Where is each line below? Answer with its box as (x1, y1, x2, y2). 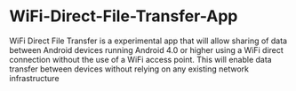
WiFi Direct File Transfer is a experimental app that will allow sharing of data (9, 35, 287, 46)
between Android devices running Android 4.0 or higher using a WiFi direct (9, 44, 284, 55)
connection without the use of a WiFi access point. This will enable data (9, 54, 273, 64)
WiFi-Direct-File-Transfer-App (9, 6, 238, 27)
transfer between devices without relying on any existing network (9, 64, 249, 74)
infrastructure (9, 72, 60, 83)
